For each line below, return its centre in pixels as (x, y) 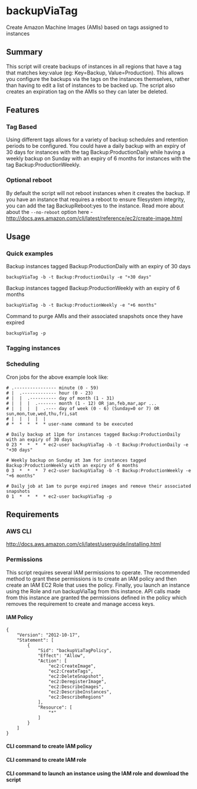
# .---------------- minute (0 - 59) (52, 388)
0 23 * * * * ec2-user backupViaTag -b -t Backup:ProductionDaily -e (97, 444)
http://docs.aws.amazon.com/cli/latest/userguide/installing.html (83, 544)
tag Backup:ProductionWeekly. (43, 165)
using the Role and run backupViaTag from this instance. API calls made (93, 591)
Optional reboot (29, 180)
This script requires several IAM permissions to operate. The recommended (98, 572)
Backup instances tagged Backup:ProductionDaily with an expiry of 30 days (98, 267)
